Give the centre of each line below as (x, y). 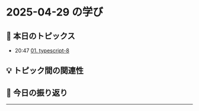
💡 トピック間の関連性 (45, 71)
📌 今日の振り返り (37, 93)
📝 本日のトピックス (41, 36)
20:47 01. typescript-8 (42, 50)
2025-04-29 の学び (55, 12)
